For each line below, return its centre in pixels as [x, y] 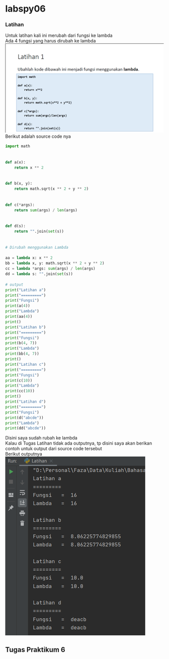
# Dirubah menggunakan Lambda [37, 247]
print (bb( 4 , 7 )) [22, 354]
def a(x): [16, 162]
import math [18, 146]
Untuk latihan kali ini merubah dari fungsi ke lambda [59, 35]
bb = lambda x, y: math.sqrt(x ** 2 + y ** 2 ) [55, 263]
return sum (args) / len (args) [46, 210]
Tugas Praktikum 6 [35, 650]
